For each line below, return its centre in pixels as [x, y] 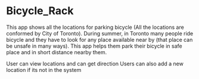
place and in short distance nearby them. [57, 52]
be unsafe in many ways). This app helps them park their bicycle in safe [94, 46]
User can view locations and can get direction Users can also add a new [95, 64]
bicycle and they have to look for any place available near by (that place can [99, 39]
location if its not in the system [44, 70]
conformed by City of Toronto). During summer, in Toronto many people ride [100, 33]
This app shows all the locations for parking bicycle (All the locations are [95, 27]
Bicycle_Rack [40, 11]
